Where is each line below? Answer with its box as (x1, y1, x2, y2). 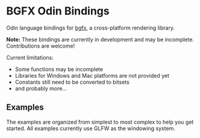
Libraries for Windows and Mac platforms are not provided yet (14, 72, 170, 79)
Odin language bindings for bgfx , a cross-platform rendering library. (6, 24, 175, 31)
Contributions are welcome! (6, 42, 75, 49)
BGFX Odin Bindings (6, 4, 110, 18)
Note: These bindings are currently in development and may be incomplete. (6, 36, 195, 43)
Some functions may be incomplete (14, 65, 104, 73)
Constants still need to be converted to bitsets (14, 78, 130, 86)
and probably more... (14, 84, 67, 92)
